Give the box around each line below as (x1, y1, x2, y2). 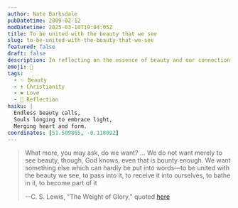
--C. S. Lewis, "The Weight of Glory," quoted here (24, 192, 171, 201)
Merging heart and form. (13, 122, 87, 130)
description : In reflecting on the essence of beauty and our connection (7, 57, 231, 64)
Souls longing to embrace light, (13, 116, 113, 123)
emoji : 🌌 (7, 63, 33, 70)
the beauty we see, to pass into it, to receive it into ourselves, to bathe (24, 171, 231, 180)
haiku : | (7, 103, 33, 110)
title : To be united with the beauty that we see (7, 30, 158, 38)
